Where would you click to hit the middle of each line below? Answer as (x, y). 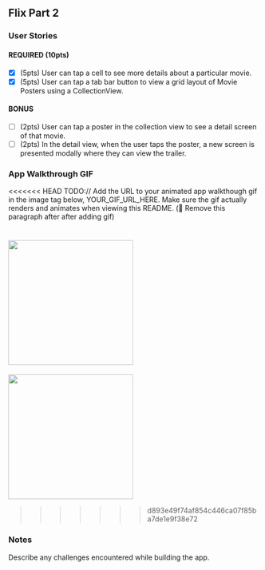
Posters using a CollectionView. (71, 90)
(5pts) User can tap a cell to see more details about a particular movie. (136, 73)
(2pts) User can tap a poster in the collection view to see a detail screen (138, 126)
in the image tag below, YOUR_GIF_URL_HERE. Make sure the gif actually (128, 200)
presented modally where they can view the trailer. (103, 153)
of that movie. (43, 136)
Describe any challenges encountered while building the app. (109, 557)
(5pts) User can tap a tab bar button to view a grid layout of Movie (129, 81)
